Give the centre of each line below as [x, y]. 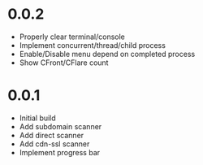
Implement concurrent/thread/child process [92, 45]
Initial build [37, 118]
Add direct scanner [52, 135]
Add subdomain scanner [60, 126]
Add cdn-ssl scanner [54, 144]
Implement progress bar [60, 152]
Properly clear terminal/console [72, 37]
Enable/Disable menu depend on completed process [107, 54]
